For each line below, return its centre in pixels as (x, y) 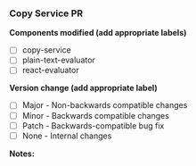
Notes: (22, 154)
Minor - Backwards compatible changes (95, 115)
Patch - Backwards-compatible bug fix (93, 125)
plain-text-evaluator (58, 60)
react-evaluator (50, 71)
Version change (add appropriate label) (83, 88)
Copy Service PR (46, 13)
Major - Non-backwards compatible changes (105, 105)
